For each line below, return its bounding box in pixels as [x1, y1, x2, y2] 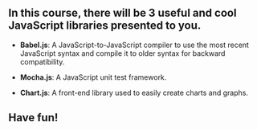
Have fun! [8, 111, 59, 124]
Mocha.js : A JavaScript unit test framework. [19, 72, 167, 82]
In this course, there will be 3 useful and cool [8, 6, 237, 20]
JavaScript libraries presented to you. [8, 19, 202, 33]
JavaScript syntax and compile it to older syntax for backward [19, 48, 226, 58]
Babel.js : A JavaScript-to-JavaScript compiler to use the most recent [19, 40, 249, 49]
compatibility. [19, 57, 65, 66]
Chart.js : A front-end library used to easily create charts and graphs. [19, 88, 249, 97]
